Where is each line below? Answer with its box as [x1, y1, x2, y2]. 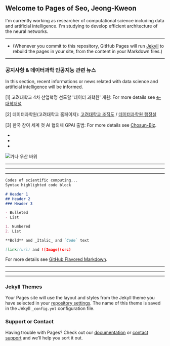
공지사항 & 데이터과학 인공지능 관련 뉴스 [5, 66, 96, 73]
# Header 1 [5, 191, 28, 197]
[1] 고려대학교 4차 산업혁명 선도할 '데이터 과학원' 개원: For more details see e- [5, 94, 161, 100]
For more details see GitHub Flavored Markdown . [5, 256, 108, 262]
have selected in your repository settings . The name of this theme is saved [5, 300, 161, 306]
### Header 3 [5, 201, 33, 206]
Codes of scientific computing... [5, 178, 78, 183]
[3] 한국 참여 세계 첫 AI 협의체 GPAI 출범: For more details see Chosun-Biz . [5, 122, 157, 128]
